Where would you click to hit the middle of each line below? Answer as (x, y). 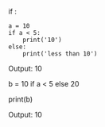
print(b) (21, 99)
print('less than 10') (60, 54)
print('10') (42, 40)
